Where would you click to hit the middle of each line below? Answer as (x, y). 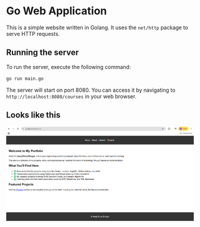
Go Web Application (57, 11)
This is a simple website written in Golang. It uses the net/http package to (97, 27)
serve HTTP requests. (33, 33)
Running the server (43, 53)
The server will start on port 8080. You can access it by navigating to (91, 90)
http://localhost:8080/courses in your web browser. (71, 96)
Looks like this (33, 115)
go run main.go (25, 79)
